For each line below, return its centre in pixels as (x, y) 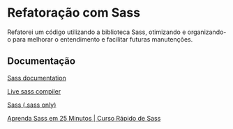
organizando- (207, 32)
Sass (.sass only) (32, 105)
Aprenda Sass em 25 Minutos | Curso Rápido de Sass (84, 118)
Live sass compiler (34, 91)
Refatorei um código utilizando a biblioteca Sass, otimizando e (97, 32)
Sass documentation (37, 78)
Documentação (41, 61)
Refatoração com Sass (74, 13)
